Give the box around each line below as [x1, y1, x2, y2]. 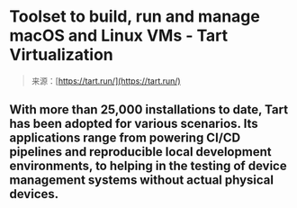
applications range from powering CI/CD [9, 131, 241, 146]
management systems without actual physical [9, 173, 274, 188]
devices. [9, 186, 59, 202]
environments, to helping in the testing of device [9, 158, 287, 174]
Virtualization [9, 45, 114, 65]
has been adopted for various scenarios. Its [9, 116, 258, 131]
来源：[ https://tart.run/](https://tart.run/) [31, 75, 182, 86]
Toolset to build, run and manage [9, 6, 261, 27]
